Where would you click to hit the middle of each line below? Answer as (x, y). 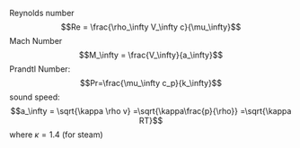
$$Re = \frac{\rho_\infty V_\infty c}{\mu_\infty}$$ (151, 27)
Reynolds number (42, 13)
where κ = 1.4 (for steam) (56, 135)
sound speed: (35, 97)
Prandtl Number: (40, 69)
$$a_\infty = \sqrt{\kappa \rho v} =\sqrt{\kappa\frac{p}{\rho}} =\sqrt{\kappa (151, 111)
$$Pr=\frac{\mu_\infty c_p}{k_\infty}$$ (151, 83)
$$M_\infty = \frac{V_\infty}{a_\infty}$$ (151, 55)
